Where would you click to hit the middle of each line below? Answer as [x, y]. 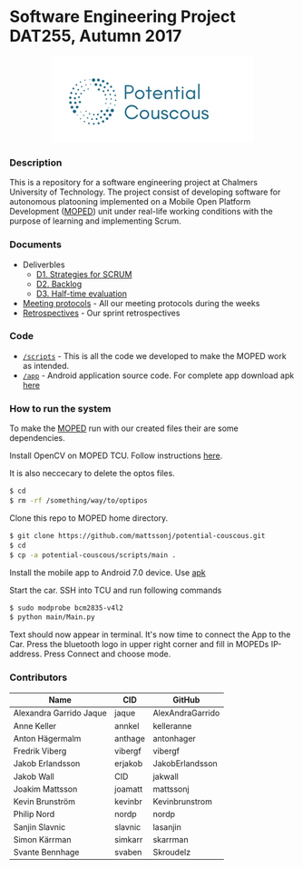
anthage [130, 738]
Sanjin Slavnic [39, 827]
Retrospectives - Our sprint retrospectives [101, 313]
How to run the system [60, 408]
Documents [35, 245]
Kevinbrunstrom [183, 802]
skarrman [171, 839]
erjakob [129, 764]
